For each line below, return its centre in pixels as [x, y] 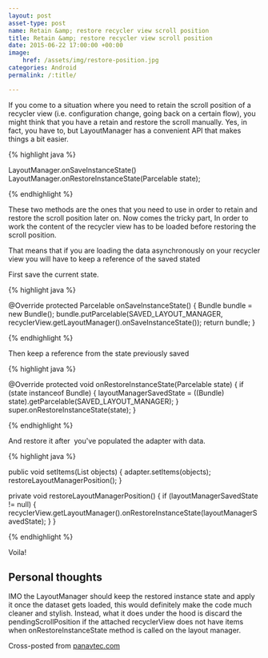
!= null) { [22, 504]
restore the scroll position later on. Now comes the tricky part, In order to [128, 217]
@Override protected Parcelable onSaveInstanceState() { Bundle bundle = [130, 305]
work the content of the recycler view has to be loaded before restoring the [132, 226]
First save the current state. [54, 274]
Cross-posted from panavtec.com [64, 646]
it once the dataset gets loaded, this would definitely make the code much [130, 605]
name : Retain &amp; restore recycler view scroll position [109, 30]
